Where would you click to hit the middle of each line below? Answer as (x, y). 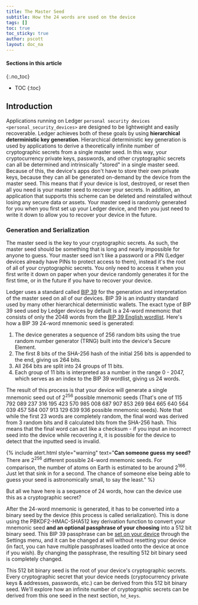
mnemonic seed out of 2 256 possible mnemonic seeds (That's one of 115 (94, 397)
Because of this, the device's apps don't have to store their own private (93, 171)
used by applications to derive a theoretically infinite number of (83, 146)
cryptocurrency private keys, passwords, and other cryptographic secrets (96, 158)
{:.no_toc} (18, 77)
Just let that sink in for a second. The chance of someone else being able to (98, 473)
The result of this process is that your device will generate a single (87, 390)
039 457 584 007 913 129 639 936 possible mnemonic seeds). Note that (94, 410)
